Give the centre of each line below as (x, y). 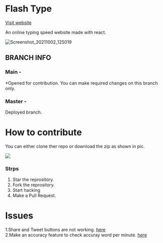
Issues (19, 216)
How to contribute (44, 133)
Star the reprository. (33, 180)
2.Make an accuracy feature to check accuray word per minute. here (76, 235)
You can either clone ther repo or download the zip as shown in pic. (75, 146)
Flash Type (29, 9)
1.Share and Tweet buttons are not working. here (55, 230)
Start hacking (26, 190)
